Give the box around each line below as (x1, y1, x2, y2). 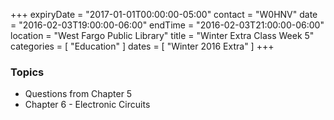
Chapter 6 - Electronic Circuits (24, 99, 151, 111)
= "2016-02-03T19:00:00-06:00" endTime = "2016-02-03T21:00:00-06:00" (10, 19, 325, 31)
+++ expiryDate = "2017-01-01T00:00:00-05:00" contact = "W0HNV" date (10, 9, 318, 20)
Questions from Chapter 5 (24, 88, 133, 100)
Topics (10, 65, 45, 79)
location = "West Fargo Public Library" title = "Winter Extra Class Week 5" (10, 30, 315, 41)
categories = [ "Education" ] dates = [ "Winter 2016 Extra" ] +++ (10, 40, 275, 52)
